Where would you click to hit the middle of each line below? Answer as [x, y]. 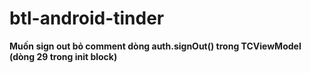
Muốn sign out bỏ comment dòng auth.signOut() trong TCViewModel [155, 46]
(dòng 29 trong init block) [63, 56]
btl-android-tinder [87, 18]
